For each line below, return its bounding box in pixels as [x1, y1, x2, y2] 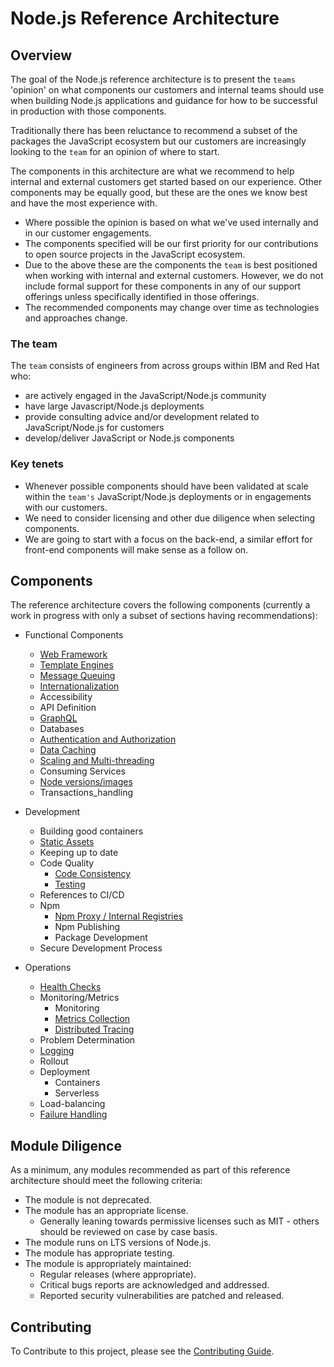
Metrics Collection [54, 1013, 131, 1025]
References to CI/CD [39, 889, 125, 901]
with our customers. [24, 501, 108, 513]
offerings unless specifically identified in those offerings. [24, 291, 260, 302]
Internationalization [39, 680, 120, 692]
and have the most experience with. [10, 197, 158, 209]
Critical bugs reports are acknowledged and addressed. [39, 1279, 270, 1291]
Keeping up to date [39, 847, 119, 859]
